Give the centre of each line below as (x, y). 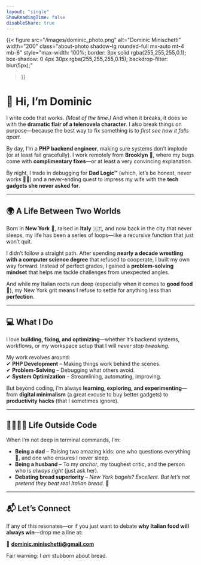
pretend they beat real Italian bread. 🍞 (62, 483)
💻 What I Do (30, 322)
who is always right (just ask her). (57, 470)
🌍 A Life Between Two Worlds (64, 211)
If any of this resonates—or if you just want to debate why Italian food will (98, 526)
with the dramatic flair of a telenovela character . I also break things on (94, 124)
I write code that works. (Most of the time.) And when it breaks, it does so (97, 118)
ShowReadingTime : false (36, 17)
